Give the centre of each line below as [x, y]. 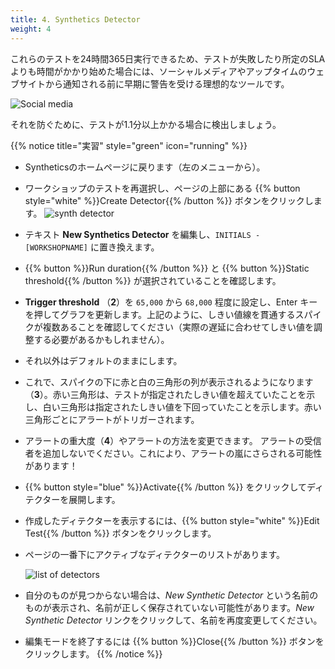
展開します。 [94, 499]
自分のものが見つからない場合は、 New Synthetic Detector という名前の [171, 595]
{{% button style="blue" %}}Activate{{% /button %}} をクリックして [165, 487]
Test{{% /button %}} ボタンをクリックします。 [120, 533]
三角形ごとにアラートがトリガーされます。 [112, 419]
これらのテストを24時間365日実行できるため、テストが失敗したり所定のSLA [168, 58]
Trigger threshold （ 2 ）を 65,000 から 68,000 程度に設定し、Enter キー [171, 302]
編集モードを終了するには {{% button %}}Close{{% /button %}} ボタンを [174, 641]
